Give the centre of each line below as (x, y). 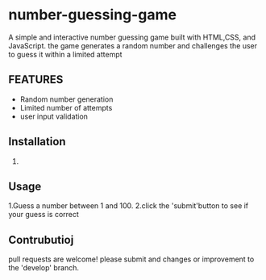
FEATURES (36, 79)
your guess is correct (44, 215)
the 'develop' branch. (44, 268)
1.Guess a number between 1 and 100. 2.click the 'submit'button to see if (129, 206)
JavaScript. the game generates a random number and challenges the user (133, 45)
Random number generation (66, 99)
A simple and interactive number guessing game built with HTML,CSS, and (132, 37)
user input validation (54, 116)
